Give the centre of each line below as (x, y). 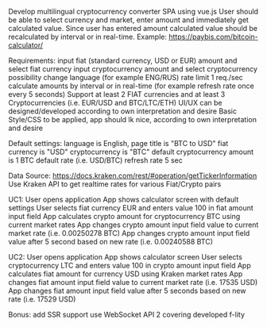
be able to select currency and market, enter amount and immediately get (128, 20)
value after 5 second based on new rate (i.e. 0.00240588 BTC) (110, 242)
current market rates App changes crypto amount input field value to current (133, 225)
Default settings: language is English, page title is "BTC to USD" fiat (118, 143)
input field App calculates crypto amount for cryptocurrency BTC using (124, 216)
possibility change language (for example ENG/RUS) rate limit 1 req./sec (126, 77)
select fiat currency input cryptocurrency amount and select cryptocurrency (133, 69)
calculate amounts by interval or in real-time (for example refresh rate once (131, 86)
